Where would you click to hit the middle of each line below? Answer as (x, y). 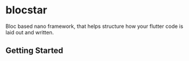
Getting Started (34, 51)
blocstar (26, 10)
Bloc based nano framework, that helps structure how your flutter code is (94, 26)
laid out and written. (30, 32)
